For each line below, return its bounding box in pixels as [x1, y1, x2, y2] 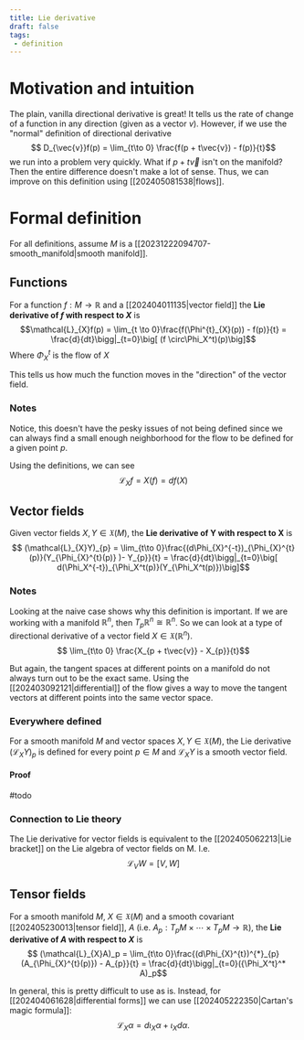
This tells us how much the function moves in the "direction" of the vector [9, 370, 288, 381]
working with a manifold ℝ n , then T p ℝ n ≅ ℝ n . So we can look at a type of [9, 615, 283, 630]
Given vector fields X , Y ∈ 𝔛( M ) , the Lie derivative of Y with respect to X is [9, 528, 293, 539]
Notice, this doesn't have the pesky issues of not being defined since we [9, 423, 283, 434]
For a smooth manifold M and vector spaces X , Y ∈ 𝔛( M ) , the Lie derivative [9, 735, 292, 746]
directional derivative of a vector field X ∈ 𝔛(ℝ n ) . [9, 628, 194, 641]
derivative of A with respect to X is [9, 934, 143, 945]
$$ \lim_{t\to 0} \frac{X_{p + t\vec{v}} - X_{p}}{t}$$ [57, 645, 250, 656]
